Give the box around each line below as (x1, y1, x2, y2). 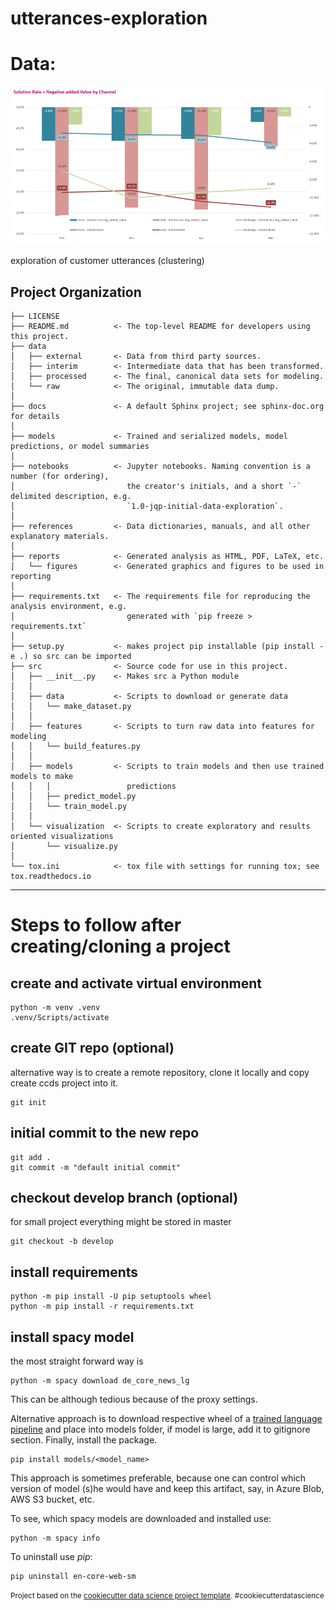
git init (10, 1097, 47, 1107)
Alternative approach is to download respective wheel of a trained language (10, 1413, 323, 1425)
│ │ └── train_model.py (10, 801, 128, 811)
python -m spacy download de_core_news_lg (10, 1376, 190, 1386)
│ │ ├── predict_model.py (10, 791, 137, 801)
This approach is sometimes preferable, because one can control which (10, 1472, 307, 1484)
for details (10, 411, 60, 421)
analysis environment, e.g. (10, 601, 128, 611)
